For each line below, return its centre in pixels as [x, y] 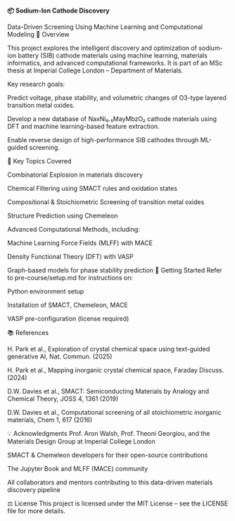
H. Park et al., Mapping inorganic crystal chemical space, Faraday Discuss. [116, 370]
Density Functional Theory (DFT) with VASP [70, 257]
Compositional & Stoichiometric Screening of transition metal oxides [106, 202]
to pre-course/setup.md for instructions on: [70, 278]
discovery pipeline [34, 490]
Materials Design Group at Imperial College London [82, 441]
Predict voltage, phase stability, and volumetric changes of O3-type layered [117, 98]
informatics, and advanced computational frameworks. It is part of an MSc [115, 63]
